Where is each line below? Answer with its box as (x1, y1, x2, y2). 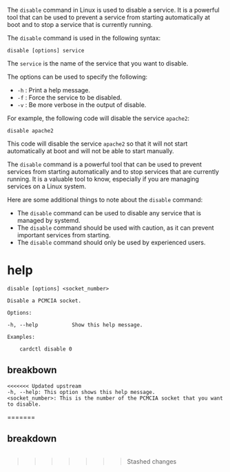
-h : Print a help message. (17, 86, 91, 94)
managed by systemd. (17, 217, 81, 224)
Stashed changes (127, 457, 177, 465)
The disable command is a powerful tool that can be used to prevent (7, 160, 202, 168)
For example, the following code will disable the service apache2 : (7, 114, 190, 122)
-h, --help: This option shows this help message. (7, 389, 156, 395)
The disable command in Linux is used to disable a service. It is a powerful (7, 6, 220, 14)
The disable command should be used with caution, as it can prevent (17, 224, 215, 232)
